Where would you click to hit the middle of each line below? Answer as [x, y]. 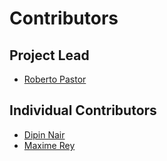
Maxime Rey [49, 145]
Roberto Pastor [55, 79]
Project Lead [49, 55]
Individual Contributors [83, 110]
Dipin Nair [44, 134]
